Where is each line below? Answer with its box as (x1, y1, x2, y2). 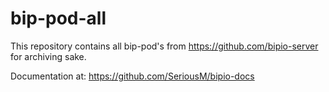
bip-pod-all (10, 7, 107, 30)
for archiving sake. (10, 50, 87, 62)
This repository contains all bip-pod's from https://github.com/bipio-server (10, 40, 319, 52)
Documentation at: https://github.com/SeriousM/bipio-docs (10, 70, 255, 82)
